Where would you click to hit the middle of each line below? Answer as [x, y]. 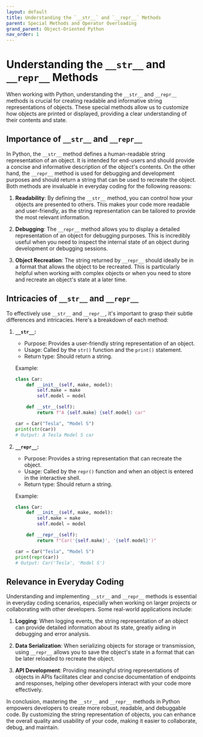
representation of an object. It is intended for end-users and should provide [101, 160]
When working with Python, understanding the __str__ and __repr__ [92, 94]
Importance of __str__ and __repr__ [74, 139]
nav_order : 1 [23, 35]
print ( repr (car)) [37, 557]
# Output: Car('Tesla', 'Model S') [60, 563]
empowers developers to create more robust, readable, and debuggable [96, 708]
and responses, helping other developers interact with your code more [103, 684]
